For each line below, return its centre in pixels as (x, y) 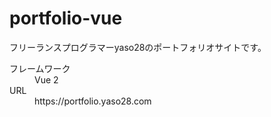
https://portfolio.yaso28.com (93, 101)
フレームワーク (40, 68)
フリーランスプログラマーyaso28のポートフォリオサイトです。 (138, 47)
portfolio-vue (66, 18)
